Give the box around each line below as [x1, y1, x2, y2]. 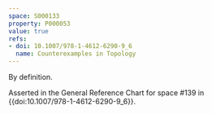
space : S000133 [8, 11, 60, 20]
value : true [8, 27, 49, 35]
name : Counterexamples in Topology [15, 50, 136, 58]
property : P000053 [8, 20, 71, 28]
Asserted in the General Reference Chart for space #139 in [8, 88, 205, 98]
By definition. [8, 72, 53, 81]
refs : [8, 34, 27, 43]
